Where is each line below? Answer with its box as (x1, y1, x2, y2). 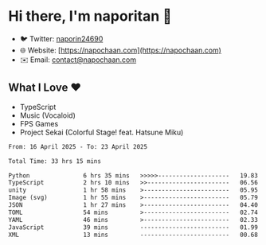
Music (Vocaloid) (19, 111, 76, 120)
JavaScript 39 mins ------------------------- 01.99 (8, 223, 259, 231)
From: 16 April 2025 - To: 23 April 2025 (8, 142, 148, 150)
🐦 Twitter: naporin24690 (19, 33, 104, 43)
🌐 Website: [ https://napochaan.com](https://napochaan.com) (19, 45, 221, 55)
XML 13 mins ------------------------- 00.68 (8, 231, 259, 239)
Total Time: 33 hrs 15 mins (8, 157, 102, 165)
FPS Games (19, 119, 59, 128)
